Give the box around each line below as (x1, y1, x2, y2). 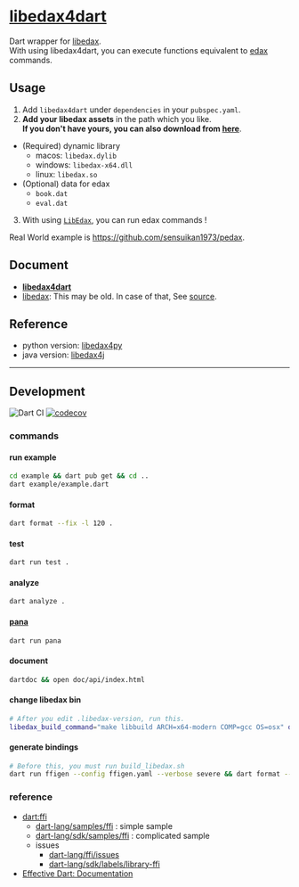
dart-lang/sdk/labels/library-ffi (48, 858, 160, 869)
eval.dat (35, 199, 69, 208)
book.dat (35, 189, 69, 198)
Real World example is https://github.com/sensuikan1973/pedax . (9, 232, 245, 242)
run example (9, 452, 57, 463)
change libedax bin (9, 694, 82, 705)
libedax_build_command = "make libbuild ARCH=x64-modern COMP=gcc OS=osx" (9, 722, 285, 732)
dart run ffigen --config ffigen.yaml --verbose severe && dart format (9, 769, 280, 779)
